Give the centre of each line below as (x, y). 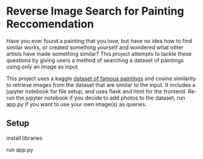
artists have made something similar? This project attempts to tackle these (99, 53)
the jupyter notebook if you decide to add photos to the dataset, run (101, 98)
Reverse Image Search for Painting (95, 11)
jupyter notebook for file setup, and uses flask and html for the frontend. (96, 91)
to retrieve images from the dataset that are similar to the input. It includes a (101, 85)
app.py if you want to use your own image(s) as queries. (77, 104)
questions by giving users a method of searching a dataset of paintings (95, 60)
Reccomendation (50, 24)
